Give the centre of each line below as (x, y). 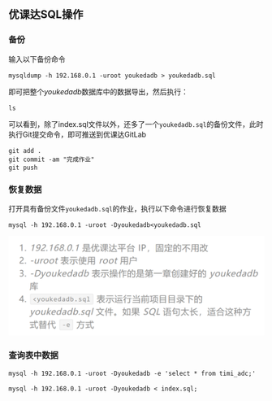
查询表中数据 (34, 355)
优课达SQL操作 (46, 15)
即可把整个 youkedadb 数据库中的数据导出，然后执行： (99, 91)
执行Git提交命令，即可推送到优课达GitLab (78, 134)
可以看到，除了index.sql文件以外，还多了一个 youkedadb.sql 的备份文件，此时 (136, 124)
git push (23, 168)
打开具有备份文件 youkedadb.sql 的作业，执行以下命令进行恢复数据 (118, 208)
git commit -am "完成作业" (52, 159)
